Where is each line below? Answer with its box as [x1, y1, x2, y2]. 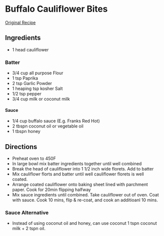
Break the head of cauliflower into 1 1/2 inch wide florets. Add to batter [12, 166, 154, 172]
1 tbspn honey [12, 129, 41, 134]
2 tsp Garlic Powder [12, 81, 52, 86]
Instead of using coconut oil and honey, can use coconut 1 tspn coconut [12, 220, 157, 226]
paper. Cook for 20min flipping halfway [12, 187, 91, 193]
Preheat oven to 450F [12, 155, 56, 162]
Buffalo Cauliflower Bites [5, 3, 108, 15]
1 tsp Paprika [12, 75, 38, 81]
